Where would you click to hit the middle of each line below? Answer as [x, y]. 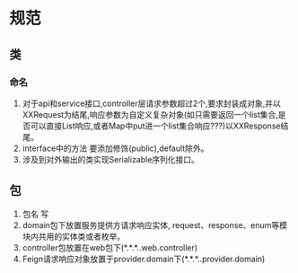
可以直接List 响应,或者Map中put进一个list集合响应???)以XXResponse [155, 126]
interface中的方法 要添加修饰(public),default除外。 [115, 148]
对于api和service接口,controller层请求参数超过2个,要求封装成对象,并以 [151, 103]
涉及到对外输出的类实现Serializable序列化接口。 [111, 159]
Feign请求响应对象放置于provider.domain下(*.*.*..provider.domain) [144, 259]
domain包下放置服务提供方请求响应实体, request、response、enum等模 [155, 225]
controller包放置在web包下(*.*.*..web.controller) [110, 247]
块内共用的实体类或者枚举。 [74, 236]
